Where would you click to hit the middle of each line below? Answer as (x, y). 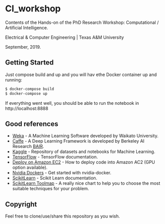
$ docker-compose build (30, 89)
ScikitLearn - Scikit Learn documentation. (55, 178)
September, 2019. (23, 47)
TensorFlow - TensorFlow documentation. (55, 157)
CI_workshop (33, 9)
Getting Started (29, 63)
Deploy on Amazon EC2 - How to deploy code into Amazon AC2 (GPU (83, 162)
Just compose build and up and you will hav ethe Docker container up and (81, 75)
